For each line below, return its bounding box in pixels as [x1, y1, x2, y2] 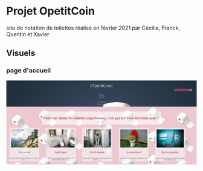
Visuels [6, 48, 36, 59]
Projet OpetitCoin [6, 4, 95, 18]
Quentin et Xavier [6, 30, 50, 37]
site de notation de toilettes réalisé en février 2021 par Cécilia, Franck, [6, 24, 180, 31]
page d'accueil [6, 66, 51, 75]
